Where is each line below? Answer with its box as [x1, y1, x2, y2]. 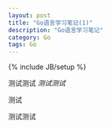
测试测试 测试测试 [8, 79, 65, 88]
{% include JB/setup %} [8, 62, 87, 71]
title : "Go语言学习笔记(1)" [8, 19, 93, 27]
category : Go [8, 33, 51, 42]
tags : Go [8, 41, 37, 49]
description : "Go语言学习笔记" [8, 26, 104, 34]
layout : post [8, 11, 51, 20]
